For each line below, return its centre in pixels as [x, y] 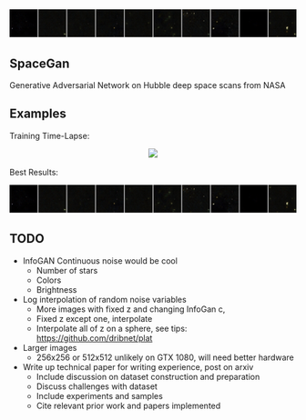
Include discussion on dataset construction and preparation [148, 376]
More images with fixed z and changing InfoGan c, [131, 309]
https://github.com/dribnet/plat [94, 338]
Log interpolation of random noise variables [104, 299]
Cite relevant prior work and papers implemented [128, 405]
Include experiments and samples [100, 395]
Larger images [50, 347]
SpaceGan [40, 63]
